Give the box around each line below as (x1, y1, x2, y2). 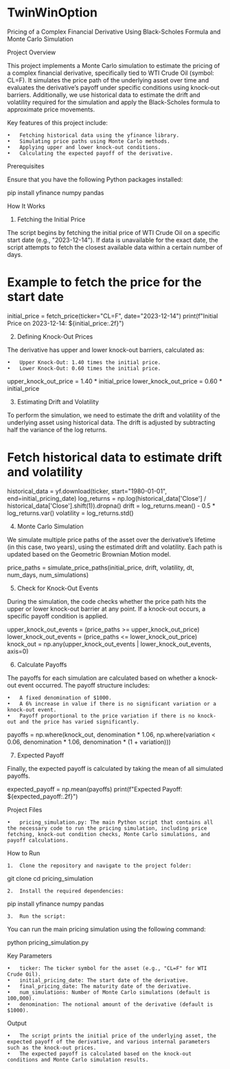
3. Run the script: (7, 912, 67, 920)
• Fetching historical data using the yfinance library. (7, 132, 180, 139)
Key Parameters (7, 952, 53, 960)
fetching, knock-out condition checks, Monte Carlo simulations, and (7, 831, 211, 837)
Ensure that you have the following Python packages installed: (7, 175, 183, 183)
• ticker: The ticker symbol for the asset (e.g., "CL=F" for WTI (7, 965, 207, 971)
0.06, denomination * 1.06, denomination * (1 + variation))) (7, 737, 172, 746)
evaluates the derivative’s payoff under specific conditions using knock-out (7, 83, 220, 91)
